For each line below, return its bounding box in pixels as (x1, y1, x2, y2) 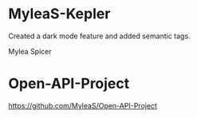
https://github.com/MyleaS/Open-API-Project (8, 100, 158, 110)
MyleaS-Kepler (8, 5, 111, 23)
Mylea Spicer (8, 46, 52, 56)
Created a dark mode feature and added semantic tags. (8, 31, 191, 41)
